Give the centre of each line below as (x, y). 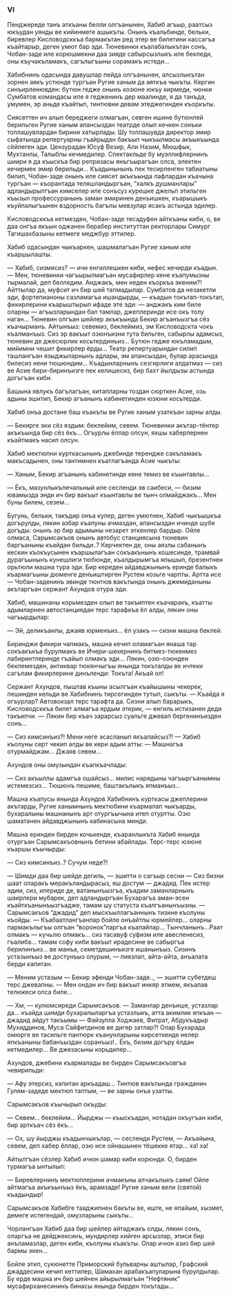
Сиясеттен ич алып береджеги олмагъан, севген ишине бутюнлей (105, 117)
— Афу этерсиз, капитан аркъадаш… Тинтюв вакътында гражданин (107, 1083)
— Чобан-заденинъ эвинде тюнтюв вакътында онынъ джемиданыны (109, 582)
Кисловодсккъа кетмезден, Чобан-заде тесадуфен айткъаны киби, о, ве (114, 219)
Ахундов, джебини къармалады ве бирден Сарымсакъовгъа (97, 1063)
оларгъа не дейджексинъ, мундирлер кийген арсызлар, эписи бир (106, 1236)
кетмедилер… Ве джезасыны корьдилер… (70, 1050)
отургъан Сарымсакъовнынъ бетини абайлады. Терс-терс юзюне (104, 842)
